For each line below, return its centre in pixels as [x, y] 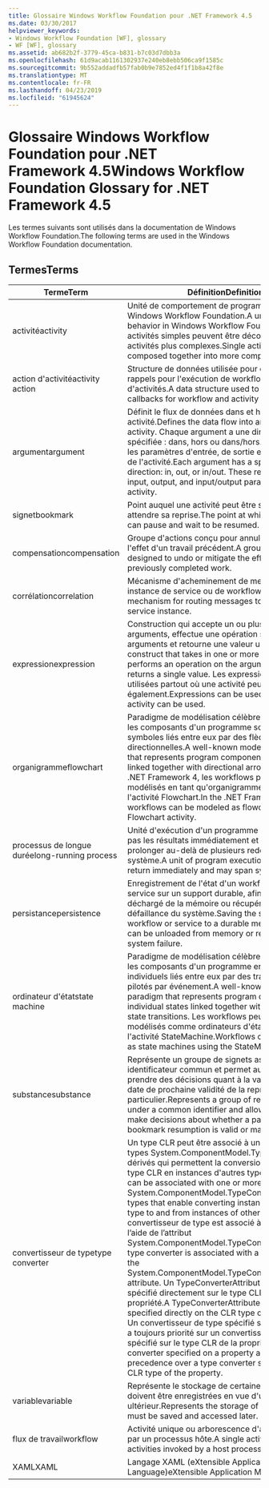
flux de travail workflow [55, 1439]
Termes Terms [44, 269]
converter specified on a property [191, 1353]
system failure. [155, 943]
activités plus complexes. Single [186, 346]
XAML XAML [35, 1467]
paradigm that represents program [192, 996]
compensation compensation [66, 553]
